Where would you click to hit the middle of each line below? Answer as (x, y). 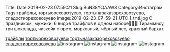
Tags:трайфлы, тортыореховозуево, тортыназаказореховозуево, (75, 13)
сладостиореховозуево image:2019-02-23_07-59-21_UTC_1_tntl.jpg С (79, 18)
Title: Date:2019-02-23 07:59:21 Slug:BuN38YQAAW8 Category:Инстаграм (84, 7)
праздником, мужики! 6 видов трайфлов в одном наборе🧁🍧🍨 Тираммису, (85, 23)
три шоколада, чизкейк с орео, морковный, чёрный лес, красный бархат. (85, 29)
